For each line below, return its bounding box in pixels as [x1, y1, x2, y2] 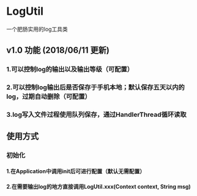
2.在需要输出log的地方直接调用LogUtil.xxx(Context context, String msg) [6, 182, 191, 190]
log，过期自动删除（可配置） [6, 92, 92, 101]
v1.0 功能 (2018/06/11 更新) [6, 45, 110, 56]
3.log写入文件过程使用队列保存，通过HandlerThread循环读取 [6, 111, 187, 119]
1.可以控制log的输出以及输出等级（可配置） [6, 65, 133, 74]
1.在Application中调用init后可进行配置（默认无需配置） [6, 168, 146, 174]
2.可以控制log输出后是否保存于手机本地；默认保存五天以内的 [6, 83, 185, 92]
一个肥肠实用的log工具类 [6, 25, 69, 33]
